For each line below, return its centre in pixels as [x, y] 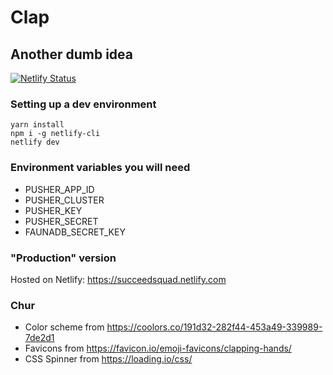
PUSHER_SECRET [61, 221]
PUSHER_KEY [53, 210]
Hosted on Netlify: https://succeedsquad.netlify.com [118, 279]
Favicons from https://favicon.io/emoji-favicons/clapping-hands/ [158, 348]
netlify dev [35, 142]
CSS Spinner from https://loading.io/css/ [108, 359]
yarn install [37, 125]
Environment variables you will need [100, 168]
